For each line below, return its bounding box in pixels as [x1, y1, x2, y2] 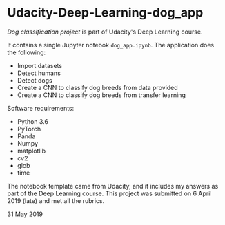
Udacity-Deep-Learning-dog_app [7, 5, 204, 21]
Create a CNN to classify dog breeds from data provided [17, 83, 178, 92]
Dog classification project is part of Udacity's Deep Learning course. [7, 28, 203, 36]
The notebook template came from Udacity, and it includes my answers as [7, 182, 219, 190]
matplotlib [17, 147, 46, 155]
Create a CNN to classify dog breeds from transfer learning [17, 91, 186, 99]
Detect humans [17, 69, 61, 77]
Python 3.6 [17, 117, 48, 125]
